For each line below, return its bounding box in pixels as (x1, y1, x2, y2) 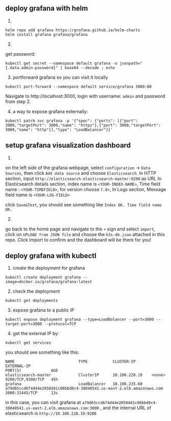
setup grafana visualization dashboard (5, 141, 131, 150)
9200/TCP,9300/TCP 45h (5, 377, 58, 382)
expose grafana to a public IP (12, 307, 75, 313)
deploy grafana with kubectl (5, 251, 97, 260)
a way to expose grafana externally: (12, 108, 88, 114)
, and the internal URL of (100, 405, 152, 411)
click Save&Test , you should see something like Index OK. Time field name (5, 201, 162, 207)
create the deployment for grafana (12, 265, 85, 271)
